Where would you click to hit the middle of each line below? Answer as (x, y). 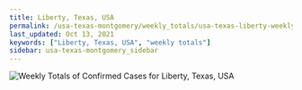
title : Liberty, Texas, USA (62, 17)
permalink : (30, 26)
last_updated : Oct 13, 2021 (62, 34)
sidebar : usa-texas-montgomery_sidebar (84, 51)
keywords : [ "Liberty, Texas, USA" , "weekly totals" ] (110, 42)
